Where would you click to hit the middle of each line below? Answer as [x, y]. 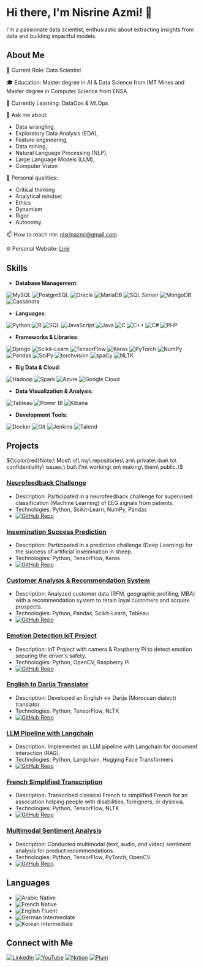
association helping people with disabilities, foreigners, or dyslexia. [100, 802]
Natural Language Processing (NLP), [62, 153]
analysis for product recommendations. [65, 851]
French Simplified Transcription [55, 782]
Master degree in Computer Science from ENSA [67, 91]
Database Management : [47, 283]
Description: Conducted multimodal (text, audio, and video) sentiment [103, 844]
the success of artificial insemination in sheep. [74, 552]
